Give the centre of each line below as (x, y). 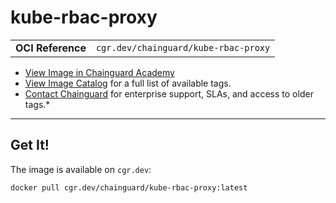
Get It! (30, 145)
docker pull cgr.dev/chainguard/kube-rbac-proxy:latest (129, 187)
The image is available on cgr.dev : (81, 169)
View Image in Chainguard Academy (99, 72)
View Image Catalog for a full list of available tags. (128, 83)
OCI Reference (51, 48)
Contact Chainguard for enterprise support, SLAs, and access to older (169, 93)
